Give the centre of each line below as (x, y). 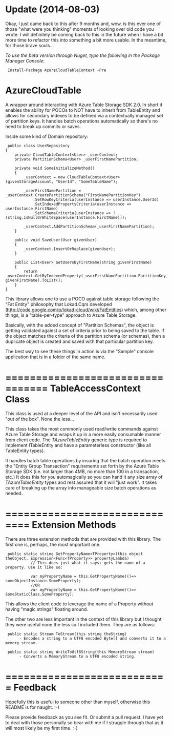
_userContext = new (45, 177)
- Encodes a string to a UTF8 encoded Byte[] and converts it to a (92, 638)
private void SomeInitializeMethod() (55, 168)
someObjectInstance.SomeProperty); (43, 581)
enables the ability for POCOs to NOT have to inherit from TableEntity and (83, 110)
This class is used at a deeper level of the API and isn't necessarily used (81, 413)
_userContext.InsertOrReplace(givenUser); (70, 249)
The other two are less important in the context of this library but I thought (83, 619)
